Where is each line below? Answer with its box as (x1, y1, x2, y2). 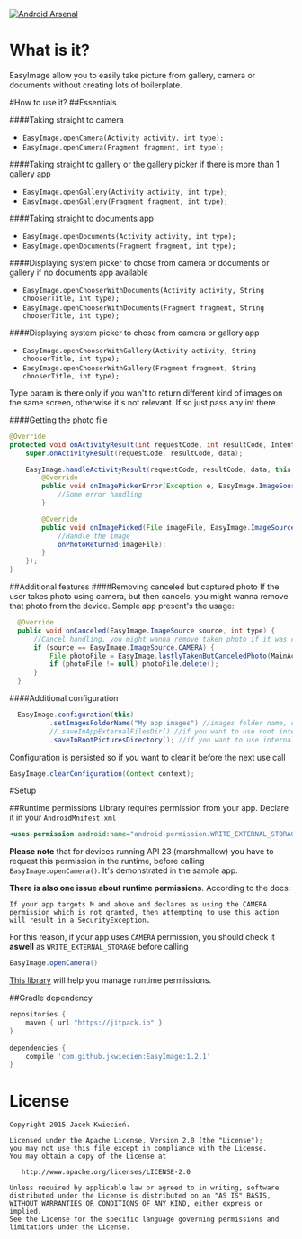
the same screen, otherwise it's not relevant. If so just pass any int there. (9, 396, 279, 407)
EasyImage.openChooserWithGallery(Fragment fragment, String (22, 363, 257, 373)
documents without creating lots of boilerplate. (9, 79, 182, 90)
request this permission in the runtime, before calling (9, 856, 205, 867)
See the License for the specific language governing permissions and (9, 1215, 280, 1225)
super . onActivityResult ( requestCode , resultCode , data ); (25, 449, 244, 458)
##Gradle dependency (9, 992, 93, 1004)
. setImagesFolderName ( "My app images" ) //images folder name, (49, 718, 288, 727)
